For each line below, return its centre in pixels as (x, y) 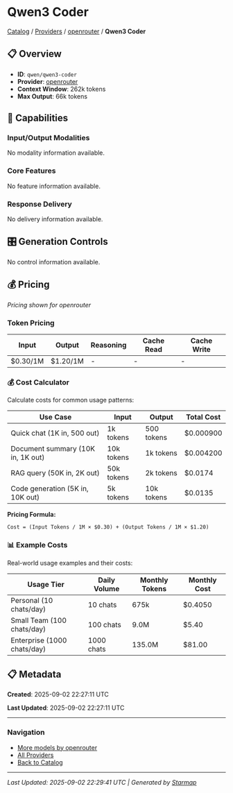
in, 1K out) (28, 457)
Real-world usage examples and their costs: (70, 563)
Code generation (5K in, (50, 488)
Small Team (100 (39, 620)
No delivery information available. (55, 219)
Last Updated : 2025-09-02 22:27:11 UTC (66, 708)
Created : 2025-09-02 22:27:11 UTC (58, 694)
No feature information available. (54, 186)
